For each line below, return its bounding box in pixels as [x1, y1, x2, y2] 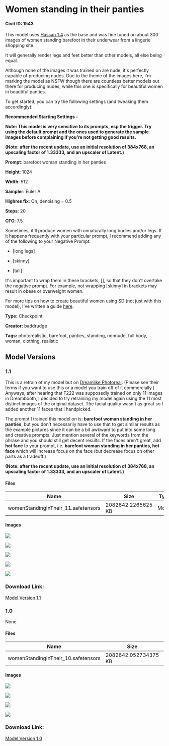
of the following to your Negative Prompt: [5, 238, 91, 244]
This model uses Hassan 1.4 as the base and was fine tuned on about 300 [5, 32, 158, 38]
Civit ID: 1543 [5, 20, 34, 26]
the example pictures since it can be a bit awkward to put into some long [5, 427, 156, 433]
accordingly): [5, 104, 33, 110]
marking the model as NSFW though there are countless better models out [5, 78, 159, 84]
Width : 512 [5, 179, 28, 185]
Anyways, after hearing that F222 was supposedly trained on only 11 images [5, 390, 163, 396]
